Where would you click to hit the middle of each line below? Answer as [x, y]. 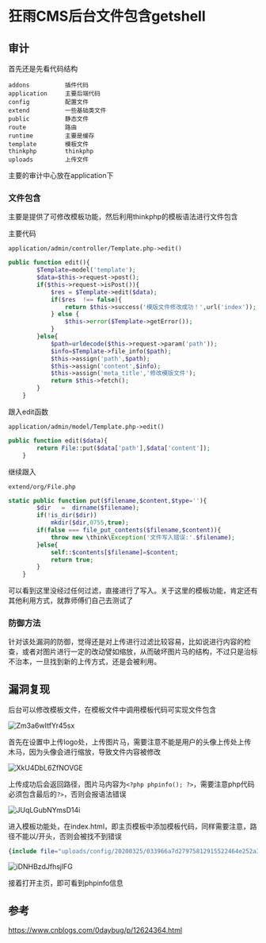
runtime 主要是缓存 [51, 136]
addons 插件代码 [49, 85]
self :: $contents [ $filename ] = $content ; [114, 552]
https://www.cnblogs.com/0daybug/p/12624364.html [95, 929]
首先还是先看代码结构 [43, 69]
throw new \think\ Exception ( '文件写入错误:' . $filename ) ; [143, 537]
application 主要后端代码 [54, 94]
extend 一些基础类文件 [57, 110]
